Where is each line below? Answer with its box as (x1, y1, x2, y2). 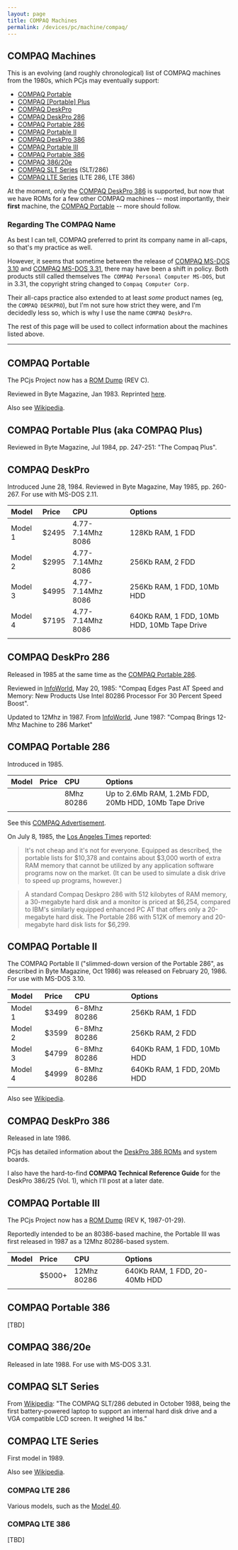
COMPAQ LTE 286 (7, 1485, 71, 1495)
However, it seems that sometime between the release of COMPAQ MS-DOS (7, 257, 230, 266)
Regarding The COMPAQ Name (7, 220, 116, 229)
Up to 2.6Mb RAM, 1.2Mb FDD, (106, 788, 210, 798)
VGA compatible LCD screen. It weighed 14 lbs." (7, 1414, 147, 1423)
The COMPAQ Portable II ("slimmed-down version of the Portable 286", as (7, 960, 225, 968)
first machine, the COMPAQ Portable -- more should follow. (7, 202, 181, 210)
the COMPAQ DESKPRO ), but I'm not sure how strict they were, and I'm (7, 301, 201, 310)
